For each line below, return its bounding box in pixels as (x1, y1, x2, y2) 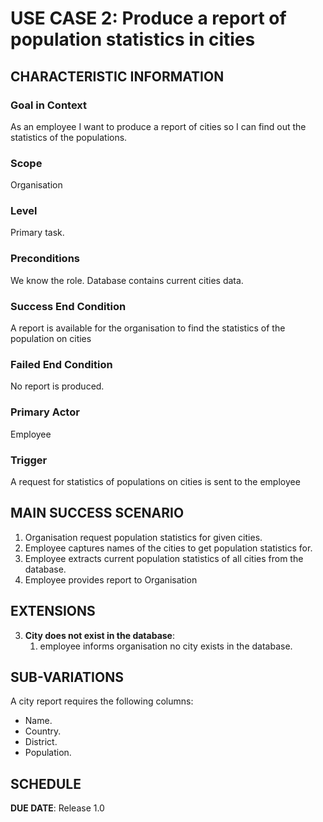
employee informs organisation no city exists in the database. (39, 640, 293, 652)
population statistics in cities (10, 28, 256, 51)
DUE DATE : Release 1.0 (10, 802, 105, 814)
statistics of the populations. (10, 131, 128, 143)
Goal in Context (10, 98, 88, 112)
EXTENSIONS (10, 603, 96, 620)
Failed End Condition (10, 357, 113, 371)
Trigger (10, 453, 48, 467)
